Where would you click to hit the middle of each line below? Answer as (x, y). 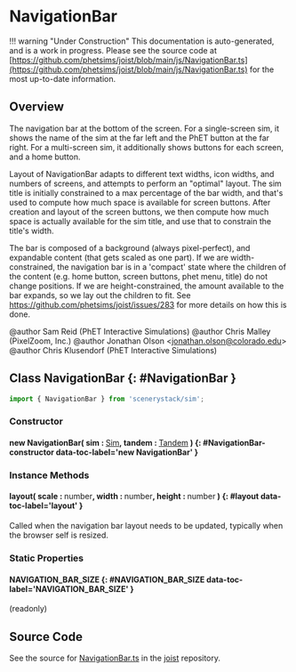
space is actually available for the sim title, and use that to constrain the (140, 221)
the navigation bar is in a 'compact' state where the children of (172, 267)
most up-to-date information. (63, 78)
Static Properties (47, 558)
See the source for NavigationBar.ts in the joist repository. (115, 658)
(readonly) (28, 609)
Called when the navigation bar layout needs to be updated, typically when (146, 526)
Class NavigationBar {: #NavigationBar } (123, 379)
